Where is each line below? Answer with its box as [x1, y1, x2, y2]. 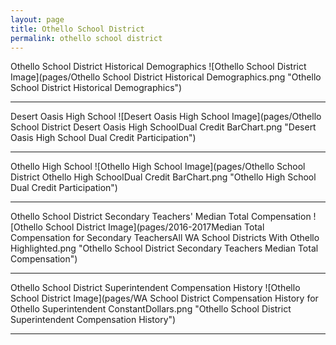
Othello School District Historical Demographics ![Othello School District [10, 61, 307, 73]
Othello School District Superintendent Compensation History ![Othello [10, 282, 301, 294]
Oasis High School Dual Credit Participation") [10, 132, 197, 144]
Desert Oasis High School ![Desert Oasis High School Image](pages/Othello [10, 111, 322, 123]
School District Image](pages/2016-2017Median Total [44, 221, 265, 233]
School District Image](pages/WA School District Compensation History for [10, 292, 319, 305]
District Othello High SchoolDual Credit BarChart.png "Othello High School [10, 171, 317, 183]
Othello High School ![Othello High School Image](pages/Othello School [10, 161, 306, 173]
